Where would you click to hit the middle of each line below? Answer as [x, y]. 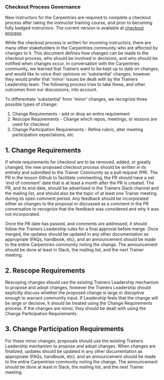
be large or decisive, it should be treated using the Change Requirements [79, 303]
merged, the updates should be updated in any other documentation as [77, 234]
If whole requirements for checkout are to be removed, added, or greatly [78, 162]
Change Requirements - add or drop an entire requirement [71, 114]
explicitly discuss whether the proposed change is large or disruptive [75, 293]
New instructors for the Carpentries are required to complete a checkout [78, 18]
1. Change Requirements [43, 150]
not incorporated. [23, 214]
